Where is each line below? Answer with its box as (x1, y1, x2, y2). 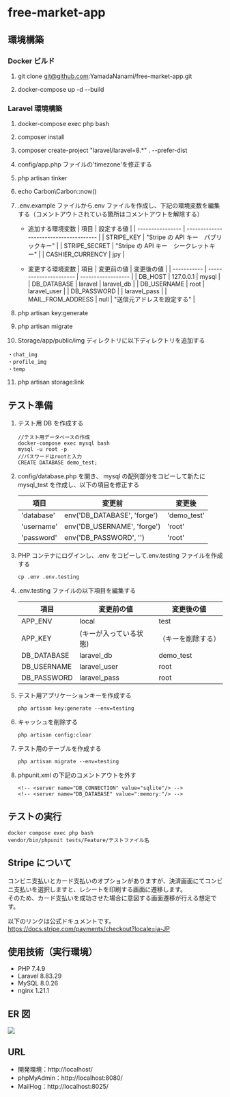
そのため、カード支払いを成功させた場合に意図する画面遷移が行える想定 (8, 893, 211, 902)
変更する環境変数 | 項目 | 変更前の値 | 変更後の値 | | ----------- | (27, 265, 207, 273)
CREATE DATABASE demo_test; (17, 459, 98, 466)
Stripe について (8, 857, 72, 869)
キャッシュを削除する (17, 717, 78, 726)
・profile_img (8, 358, 47, 366)
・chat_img (8, 352, 38, 358)
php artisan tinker (17, 174, 68, 182)
